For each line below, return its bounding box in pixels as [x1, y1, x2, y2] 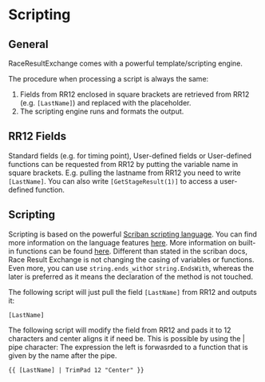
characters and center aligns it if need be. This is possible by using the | [8, 333, 245, 343]
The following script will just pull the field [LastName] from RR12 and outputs [8, 287, 257, 296]
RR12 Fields [8, 129, 67, 143]
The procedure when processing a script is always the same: [8, 74, 209, 83]
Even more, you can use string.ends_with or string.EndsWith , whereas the [8, 263, 254, 273]
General [8, 38, 49, 51]
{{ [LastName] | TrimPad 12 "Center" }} [8, 366, 145, 374]
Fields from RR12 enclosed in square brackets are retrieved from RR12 [19, 90, 250, 99]
